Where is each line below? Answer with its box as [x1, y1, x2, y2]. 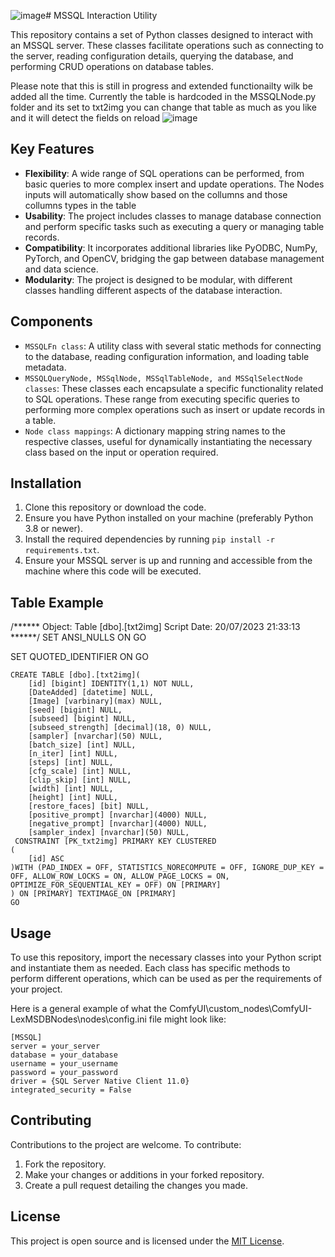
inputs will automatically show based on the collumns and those [24, 188, 288, 200]
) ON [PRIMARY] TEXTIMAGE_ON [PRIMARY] [10, 889, 177, 899]
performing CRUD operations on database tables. [10, 61, 214, 72]
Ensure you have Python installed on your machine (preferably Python [24, 512, 314, 524]
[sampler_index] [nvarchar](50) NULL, [28, 828, 190, 838]
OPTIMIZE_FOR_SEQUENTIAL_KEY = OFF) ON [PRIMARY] [10, 880, 222, 890]
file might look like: [148, 1013, 227, 1025]
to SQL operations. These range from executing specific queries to [24, 393, 300, 405]
